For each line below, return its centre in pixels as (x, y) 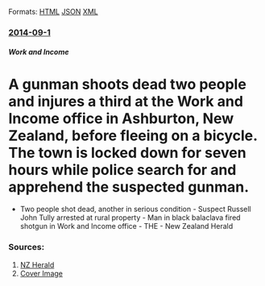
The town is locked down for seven (128, 153)
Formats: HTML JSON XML (53, 12)
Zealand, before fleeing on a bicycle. (133, 135)
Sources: (27, 247)
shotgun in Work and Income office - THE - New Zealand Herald (126, 226)
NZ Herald (37, 264)
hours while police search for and (122, 170)
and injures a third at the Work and (126, 101)
